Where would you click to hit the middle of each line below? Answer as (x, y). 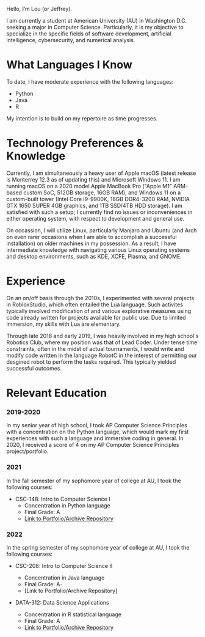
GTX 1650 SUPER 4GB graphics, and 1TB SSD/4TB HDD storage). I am (95, 205)
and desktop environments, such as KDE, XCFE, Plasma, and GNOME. (94, 256)
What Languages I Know (69, 65)
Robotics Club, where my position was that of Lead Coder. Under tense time (102, 342)
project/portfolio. (27, 451)
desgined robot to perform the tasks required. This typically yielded (91, 362)
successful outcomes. (34, 368)
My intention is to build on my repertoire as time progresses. (82, 118)
